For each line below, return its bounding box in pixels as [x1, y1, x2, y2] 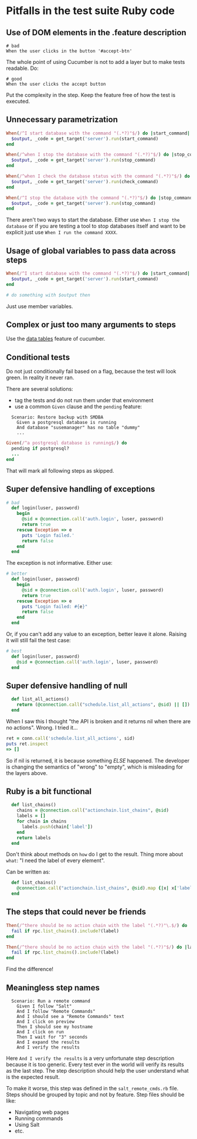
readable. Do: [6, 65, 39, 72]
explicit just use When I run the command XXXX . [6, 229, 118, 236]
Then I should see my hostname [16, 1023, 93, 1030]
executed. [6, 98, 30, 105]
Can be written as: [6, 868, 50, 875]
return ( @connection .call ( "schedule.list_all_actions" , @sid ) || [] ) [16, 702, 191, 708]
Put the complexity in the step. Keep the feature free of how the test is [6, 92, 176, 98]
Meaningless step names [6, 982, 100, 993]
